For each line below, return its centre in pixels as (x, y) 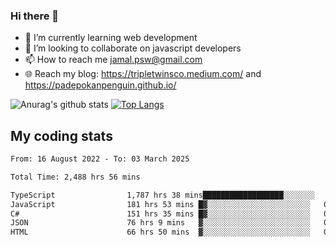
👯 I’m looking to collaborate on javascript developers (133, 48)
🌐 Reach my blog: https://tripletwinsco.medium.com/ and (143, 74)
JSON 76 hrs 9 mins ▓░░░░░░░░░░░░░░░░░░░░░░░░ (160, 223)
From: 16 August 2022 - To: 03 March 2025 (100, 159)
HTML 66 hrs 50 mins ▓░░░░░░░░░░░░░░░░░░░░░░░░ (160, 232)
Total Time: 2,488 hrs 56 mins (75, 177)
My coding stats (61, 135)
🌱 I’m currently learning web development (111, 38)
